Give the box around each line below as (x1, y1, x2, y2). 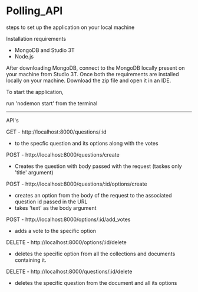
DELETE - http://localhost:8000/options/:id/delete (6, 238, 127, 246)
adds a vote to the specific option (14, 227, 96, 234)
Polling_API (6, 4, 63, 18)
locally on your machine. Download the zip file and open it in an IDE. (6, 77, 171, 84)
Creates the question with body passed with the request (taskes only (14, 163, 182, 170)
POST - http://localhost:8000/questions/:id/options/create (6, 180, 147, 187)
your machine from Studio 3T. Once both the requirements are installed (6, 70, 179, 77)
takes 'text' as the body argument (14, 204, 97, 211)
